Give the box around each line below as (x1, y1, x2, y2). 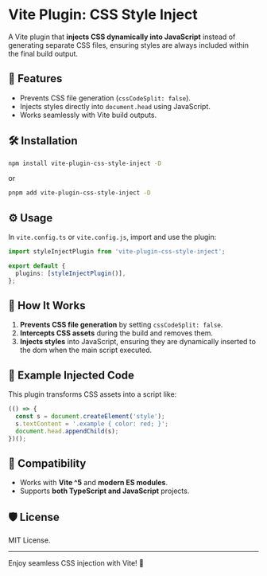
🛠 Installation (8, 134, 78, 148)
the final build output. (8, 49, 78, 58)
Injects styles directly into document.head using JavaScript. (19, 101, 211, 111)
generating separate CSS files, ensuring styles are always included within (8, 40, 249, 49)
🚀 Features (8, 72, 63, 85)
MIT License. (8, 535, 51, 545)
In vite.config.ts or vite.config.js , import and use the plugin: (8, 233, 217, 242)
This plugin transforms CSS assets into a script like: (8, 390, 177, 399)
